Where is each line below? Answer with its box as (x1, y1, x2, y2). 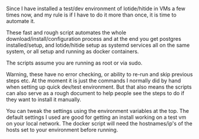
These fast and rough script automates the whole (6, 29, 126, 36)
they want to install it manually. (6, 96, 82, 103)
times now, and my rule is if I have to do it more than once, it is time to (6, 11, 176, 18)
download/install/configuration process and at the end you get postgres (6, 35, 182, 42)
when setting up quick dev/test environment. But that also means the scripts (6, 83, 192, 90)
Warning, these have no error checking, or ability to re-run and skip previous (6, 71, 193, 77)
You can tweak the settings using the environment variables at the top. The (6, 108, 190, 114)
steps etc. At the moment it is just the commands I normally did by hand (6, 77, 181, 84)
